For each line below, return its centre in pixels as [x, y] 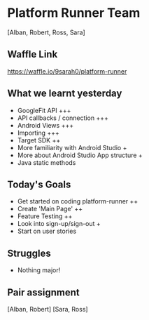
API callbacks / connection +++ [63, 118]
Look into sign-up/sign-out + [59, 224]
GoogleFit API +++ [44, 110]
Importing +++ [38, 133]
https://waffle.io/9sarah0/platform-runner [67, 71]
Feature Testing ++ [45, 216]
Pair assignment [43, 292]
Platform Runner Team [74, 13]
